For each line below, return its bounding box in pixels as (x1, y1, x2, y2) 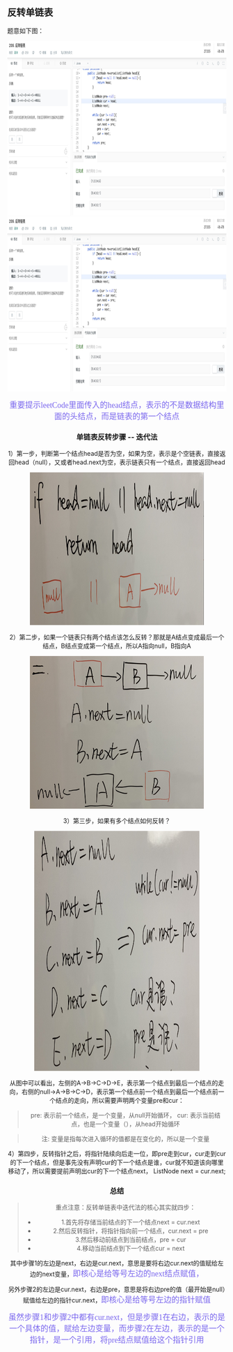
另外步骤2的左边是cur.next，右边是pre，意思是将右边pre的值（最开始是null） (8, 1285, 226, 1293)
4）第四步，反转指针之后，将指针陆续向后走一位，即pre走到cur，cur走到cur (8, 1150, 226, 1158)
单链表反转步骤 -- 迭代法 (76, 432, 158, 442)
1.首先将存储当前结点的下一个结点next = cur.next (61, 1218, 200, 1226)
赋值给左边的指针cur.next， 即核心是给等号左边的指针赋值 (23, 1295, 211, 1305)
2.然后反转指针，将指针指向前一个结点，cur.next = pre (53, 1227, 209, 1235)
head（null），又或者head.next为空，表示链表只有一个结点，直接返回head (14, 458, 225, 466)
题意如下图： (7, 27, 44, 35)
